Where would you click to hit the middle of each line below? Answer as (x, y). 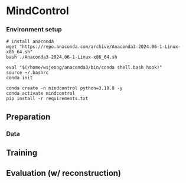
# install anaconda (30, 42)
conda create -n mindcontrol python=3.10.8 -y (64, 88)
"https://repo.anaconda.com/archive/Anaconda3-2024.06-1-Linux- (100, 47)
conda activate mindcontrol (41, 94)
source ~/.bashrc (27, 73)
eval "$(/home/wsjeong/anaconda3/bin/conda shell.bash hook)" (84, 68)
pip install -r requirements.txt (47, 99)
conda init (19, 78)
